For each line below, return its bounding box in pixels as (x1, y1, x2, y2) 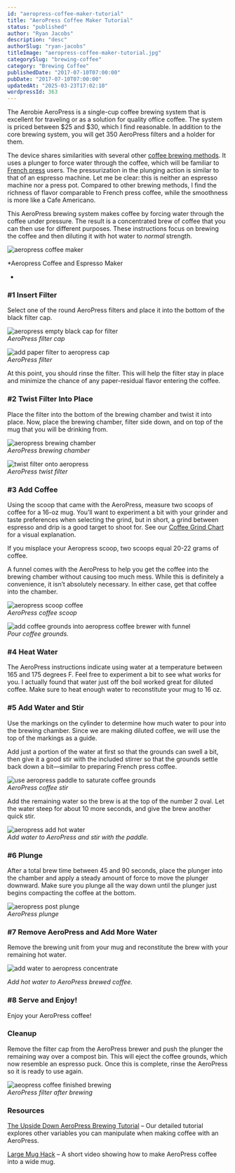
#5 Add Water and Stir (7, 703, 84, 713)
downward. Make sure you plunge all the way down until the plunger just (7, 881, 217, 890)
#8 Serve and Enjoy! (7, 996, 78, 1005)
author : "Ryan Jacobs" (7, 29, 74, 37)
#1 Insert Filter (7, 290, 58, 300)
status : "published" (7, 23, 68, 30)
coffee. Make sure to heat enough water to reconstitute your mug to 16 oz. (7, 685, 222, 694)
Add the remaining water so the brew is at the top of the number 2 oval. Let (7, 797, 224, 805)
